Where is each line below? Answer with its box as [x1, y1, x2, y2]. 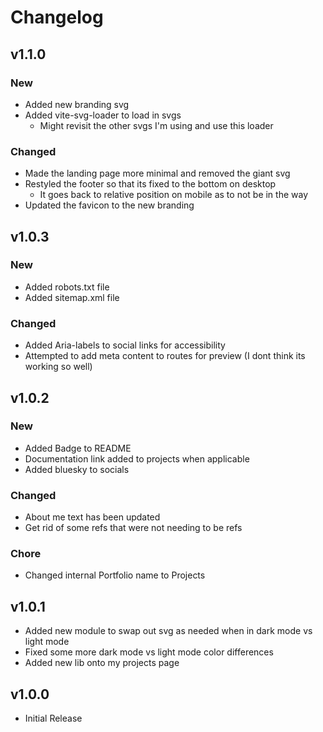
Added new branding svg [24, 98, 130, 110]
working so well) [24, 361, 93, 373]
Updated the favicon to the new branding [24, 199, 195, 211]
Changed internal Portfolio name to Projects [24, 569, 206, 581]
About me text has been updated [24, 511, 161, 523]
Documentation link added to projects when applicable [24, 452, 250, 465]
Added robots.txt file [24, 281, 110, 293]
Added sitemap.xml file [24, 291, 120, 303]
